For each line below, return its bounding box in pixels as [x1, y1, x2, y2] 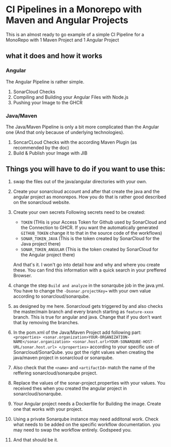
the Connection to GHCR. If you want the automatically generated [20, 224, 158, 231]
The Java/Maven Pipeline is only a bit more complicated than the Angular [6, 124, 159, 130]
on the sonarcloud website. [13, 199, 71, 205]
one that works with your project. [13, 406, 83, 412]
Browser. [13, 272, 32, 278]
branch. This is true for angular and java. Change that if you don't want [13, 314, 162, 320]
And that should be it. [13, 436, 59, 443]
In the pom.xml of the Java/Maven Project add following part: [13, 329, 142, 336]
